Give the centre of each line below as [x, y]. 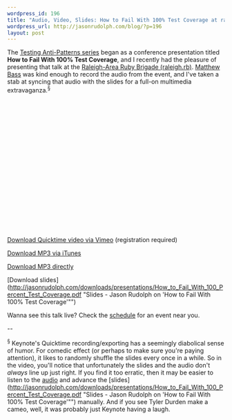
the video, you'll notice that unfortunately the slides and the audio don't [109, 365]
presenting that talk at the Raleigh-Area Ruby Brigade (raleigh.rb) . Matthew [114, 67]
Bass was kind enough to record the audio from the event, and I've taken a [113, 74]
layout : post [26, 33]
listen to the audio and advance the [57, 379]
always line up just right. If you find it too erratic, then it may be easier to [110, 372]
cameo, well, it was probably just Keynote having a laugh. [89, 409]
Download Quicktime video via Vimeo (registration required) [93, 239]
